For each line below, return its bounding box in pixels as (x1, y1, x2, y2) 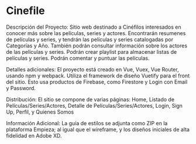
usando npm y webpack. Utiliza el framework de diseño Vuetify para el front (6, 72, 190, 79)
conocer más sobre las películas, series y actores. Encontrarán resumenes (6, 29, 186, 36)
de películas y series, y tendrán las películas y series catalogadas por (6, 36, 174, 43)
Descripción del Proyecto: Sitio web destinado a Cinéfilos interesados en (6, 23, 181, 30)
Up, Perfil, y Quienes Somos (6, 108, 74, 115)
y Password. (6, 84, 36, 91)
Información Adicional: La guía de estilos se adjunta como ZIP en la (6, 119, 168, 126)
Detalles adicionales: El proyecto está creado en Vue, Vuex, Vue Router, (6, 66, 180, 73)
